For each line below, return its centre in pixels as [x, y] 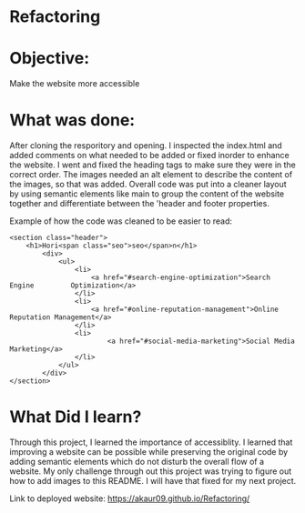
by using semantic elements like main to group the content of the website [147, 194]
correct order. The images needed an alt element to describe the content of [151, 175]
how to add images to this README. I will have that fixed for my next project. [153, 481]
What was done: [72, 121]
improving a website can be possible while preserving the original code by [149, 452]
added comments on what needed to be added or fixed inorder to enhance [149, 156]
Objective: [50, 59]
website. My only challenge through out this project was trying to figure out [151, 471]
